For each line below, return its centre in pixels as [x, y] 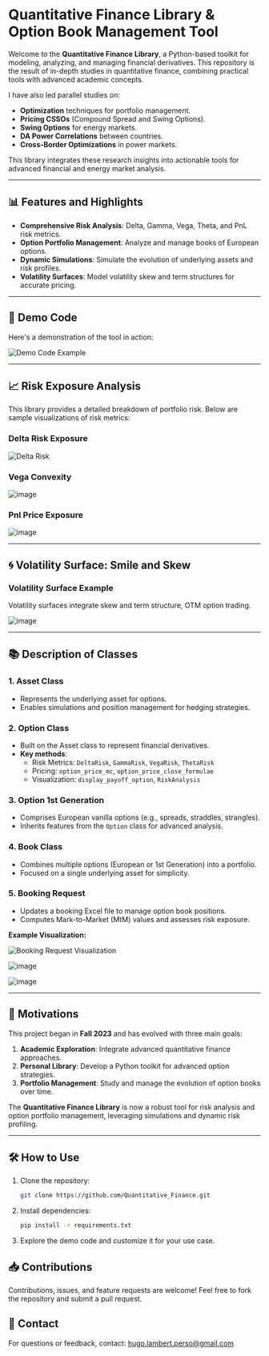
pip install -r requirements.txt [76, 1226]
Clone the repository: [55, 1181]
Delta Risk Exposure [48, 439]
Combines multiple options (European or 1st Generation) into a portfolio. [139, 864]
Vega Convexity [40, 476]
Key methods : [44, 753]
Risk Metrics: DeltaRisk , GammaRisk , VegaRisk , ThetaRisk [123, 762]
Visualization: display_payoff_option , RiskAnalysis [116, 779]
